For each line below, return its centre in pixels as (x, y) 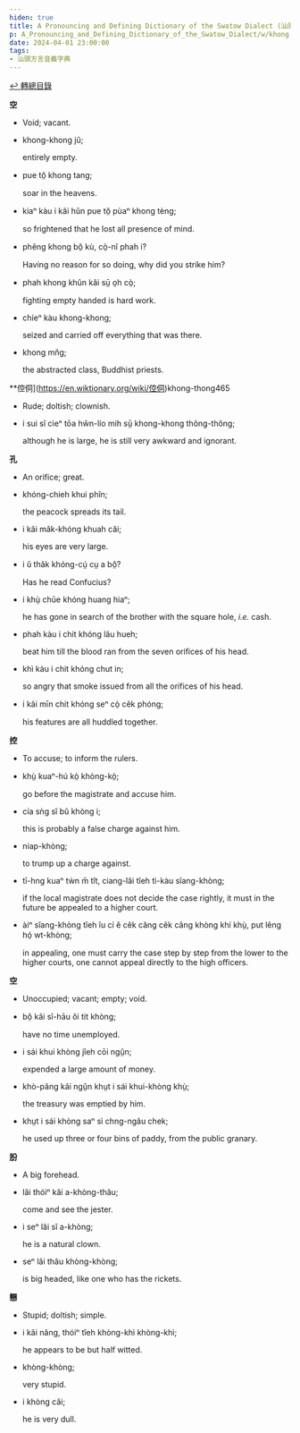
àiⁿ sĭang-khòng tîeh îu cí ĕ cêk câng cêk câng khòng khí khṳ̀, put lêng (152, 925)
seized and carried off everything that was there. (112, 335)
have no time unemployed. (71, 1034)
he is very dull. (49, 1419)
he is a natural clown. (61, 1244)
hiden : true (31, 17)
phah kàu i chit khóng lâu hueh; (80, 634)
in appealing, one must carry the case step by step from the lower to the (155, 953)
